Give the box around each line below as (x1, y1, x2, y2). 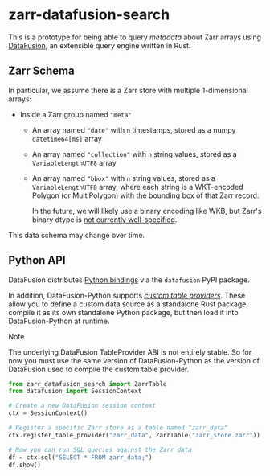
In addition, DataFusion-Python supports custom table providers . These (8, 290, 246, 300)
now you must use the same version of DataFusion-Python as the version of (8, 355, 260, 365)
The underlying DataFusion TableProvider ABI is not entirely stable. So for (8, 347, 252, 357)
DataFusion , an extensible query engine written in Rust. (8, 40, 191, 50)
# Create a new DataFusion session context (8, 402, 157, 410)
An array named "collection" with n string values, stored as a (31, 149, 237, 158)
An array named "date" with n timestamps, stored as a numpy (31, 125, 236, 134)
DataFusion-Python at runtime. (8, 316, 110, 326)
